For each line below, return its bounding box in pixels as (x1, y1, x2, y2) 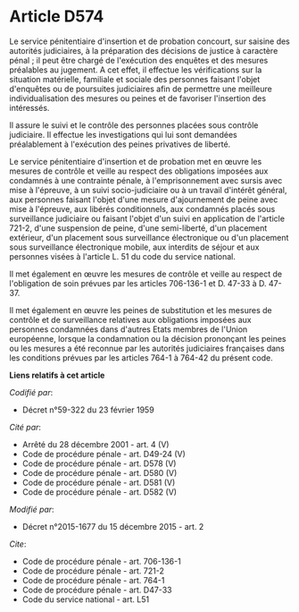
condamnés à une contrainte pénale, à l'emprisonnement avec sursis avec (9, 174, 283, 185)
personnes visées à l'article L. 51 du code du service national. (9, 251, 237, 261)
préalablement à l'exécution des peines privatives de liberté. (9, 139, 231, 149)
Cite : (9, 539, 27, 549)
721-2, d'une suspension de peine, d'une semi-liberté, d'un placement (9, 222, 268, 234)
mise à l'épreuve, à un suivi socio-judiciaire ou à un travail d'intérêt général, (9, 184, 287, 195)
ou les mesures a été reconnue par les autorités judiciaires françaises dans (9, 343, 286, 353)
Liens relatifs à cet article (9, 370, 105, 380)
